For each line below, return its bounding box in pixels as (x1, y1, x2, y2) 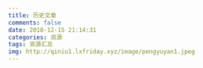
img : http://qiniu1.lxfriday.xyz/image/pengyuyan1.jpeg (8, 48, 195, 55)
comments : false (8, 19, 61, 27)
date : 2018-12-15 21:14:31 (8, 26, 97, 34)
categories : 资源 (8, 33, 63, 41)
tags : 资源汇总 (8, 41, 54, 48)
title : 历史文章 (8, 11, 57, 20)
